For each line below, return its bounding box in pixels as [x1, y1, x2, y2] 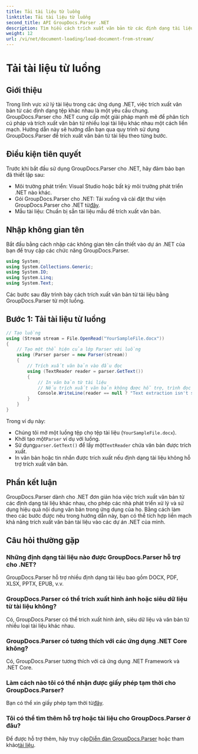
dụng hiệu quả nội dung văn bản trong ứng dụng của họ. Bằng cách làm [6, 506, 181, 513]
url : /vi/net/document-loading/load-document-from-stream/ [6, 36, 154, 42]
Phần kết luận [6, 477, 57, 487]
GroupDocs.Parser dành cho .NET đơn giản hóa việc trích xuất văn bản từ [6, 493, 184, 500]
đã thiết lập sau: [6, 171, 45, 178]
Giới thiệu [6, 85, 42, 95]
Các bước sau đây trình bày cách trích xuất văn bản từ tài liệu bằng [6, 291, 169, 298]
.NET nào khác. [14, 188, 52, 196]
